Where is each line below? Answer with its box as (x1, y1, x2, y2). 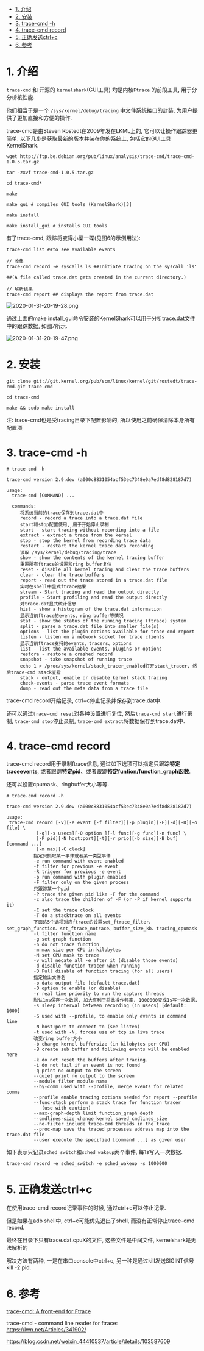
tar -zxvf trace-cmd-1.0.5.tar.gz (6, 169, 94, 176)
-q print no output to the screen (33, 1068, 121, 1074)
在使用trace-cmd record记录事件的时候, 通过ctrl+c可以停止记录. (6, 1203, 166, 1211)
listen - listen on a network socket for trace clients (19, 633, 165, 640)
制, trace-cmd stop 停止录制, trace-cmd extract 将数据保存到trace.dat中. (6, 717, 185, 724)
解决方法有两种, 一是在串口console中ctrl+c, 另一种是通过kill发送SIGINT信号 (6, 1257, 195, 1264)
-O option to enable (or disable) (33, 985, 121, 991)
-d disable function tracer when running (33, 963, 140, 969)
